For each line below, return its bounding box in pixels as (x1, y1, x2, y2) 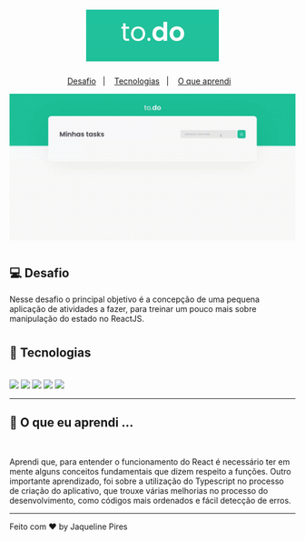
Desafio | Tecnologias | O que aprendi (67, 75, 231, 86)
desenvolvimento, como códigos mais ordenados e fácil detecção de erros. (9, 496, 292, 506)
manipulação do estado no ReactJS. (9, 313, 145, 324)
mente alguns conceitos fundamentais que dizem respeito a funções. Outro (9, 466, 292, 477)
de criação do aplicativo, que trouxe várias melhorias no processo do (9, 486, 269, 496)
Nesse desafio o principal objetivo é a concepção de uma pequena (9, 294, 261, 305)
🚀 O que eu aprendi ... (9, 415, 134, 430)
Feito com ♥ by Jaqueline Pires (9, 521, 128, 532)
